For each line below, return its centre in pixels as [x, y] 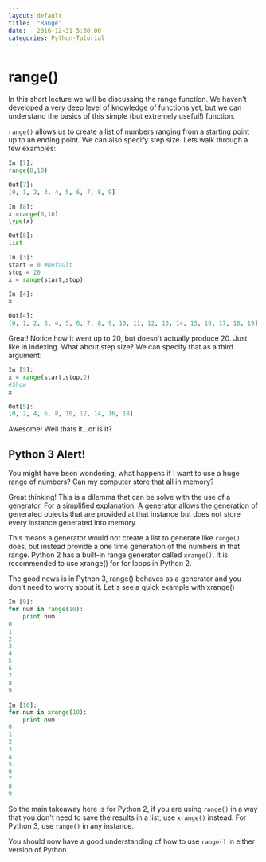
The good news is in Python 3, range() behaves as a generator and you [125, 579]
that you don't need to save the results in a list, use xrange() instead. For [127, 817]
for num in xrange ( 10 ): [48, 712]
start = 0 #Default [41, 265]
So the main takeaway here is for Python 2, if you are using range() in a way [133, 809]
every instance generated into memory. [73, 523]
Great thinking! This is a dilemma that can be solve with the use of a [119, 497]
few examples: [32, 149]
